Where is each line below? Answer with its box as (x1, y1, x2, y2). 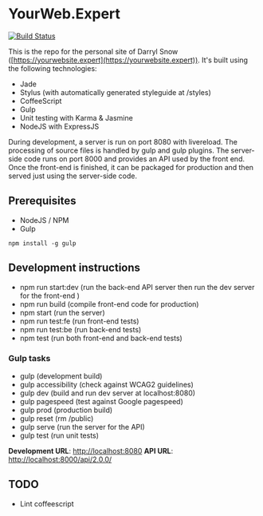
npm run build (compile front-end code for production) (19, 299, 199, 308)
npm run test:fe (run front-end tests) (19, 316, 139, 326)
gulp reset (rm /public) (19, 413, 94, 423)
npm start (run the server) (19, 308, 105, 317)
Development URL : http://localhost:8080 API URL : (8, 446, 174, 455)
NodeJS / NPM (19, 215, 69, 224)
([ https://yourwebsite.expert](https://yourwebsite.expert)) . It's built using (8, 55, 249, 65)
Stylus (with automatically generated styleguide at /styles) (19, 87, 211, 97)
